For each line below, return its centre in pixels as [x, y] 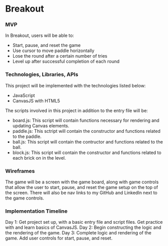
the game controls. [25, 198]
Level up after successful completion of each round [66, 62]
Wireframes [20, 171]
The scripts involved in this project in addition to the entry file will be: [77, 110]
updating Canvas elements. [41, 126]
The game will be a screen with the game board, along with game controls [82, 182]
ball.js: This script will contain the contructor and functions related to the [88, 141]
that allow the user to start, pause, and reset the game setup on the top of [82, 187]
